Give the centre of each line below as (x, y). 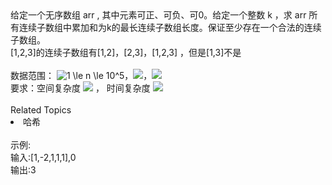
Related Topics (41, 110)
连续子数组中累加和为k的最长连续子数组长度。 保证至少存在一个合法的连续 (170, 27)
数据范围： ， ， (81, 75)
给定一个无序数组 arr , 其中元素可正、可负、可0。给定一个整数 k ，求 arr (158, 15)
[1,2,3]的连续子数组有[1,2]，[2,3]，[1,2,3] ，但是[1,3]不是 (126, 52)
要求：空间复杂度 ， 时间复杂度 (80, 88)
